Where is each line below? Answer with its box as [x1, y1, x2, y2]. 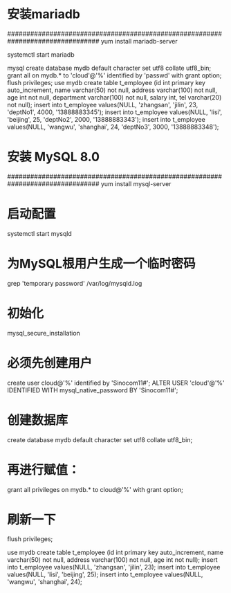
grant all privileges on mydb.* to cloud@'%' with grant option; [7, 485, 183, 493]
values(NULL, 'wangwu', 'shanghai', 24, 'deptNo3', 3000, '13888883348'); [7, 122, 219, 131]
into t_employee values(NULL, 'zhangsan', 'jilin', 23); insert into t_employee [7, 563, 221, 572]
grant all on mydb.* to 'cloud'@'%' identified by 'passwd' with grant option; [7, 71, 222, 80]
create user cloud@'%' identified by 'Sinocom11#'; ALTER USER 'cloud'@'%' [7, 378, 225, 387]
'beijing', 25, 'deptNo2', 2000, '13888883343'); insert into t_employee [7, 115, 205, 123]
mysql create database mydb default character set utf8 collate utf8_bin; [7, 64, 212, 72]
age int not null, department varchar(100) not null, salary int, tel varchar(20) [7, 93, 222, 101]
